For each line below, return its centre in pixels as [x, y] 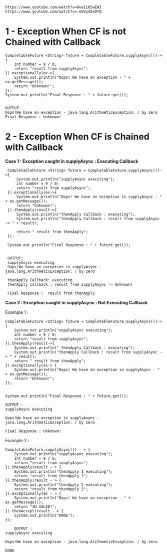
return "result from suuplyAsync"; [51, 463]
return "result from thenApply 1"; [51, 476]
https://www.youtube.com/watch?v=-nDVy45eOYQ [53, 12]
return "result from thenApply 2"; [51, 489]
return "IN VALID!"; [35, 506]
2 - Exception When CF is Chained [77, 137]
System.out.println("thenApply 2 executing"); [63, 485]
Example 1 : [17, 312]
